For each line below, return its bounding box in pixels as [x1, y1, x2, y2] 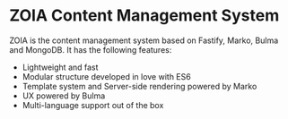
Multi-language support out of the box [22, 99, 164, 110]
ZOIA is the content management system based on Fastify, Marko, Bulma [9, 35, 279, 46]
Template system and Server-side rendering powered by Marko [22, 81, 257, 91]
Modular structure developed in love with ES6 [22, 71, 191, 81]
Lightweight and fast [22, 62, 99, 72]
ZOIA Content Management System [9, 5, 280, 26]
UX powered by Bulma [22, 90, 106, 101]
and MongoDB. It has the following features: [9, 44, 172, 55]
